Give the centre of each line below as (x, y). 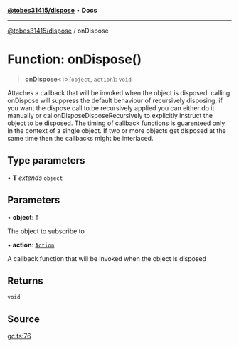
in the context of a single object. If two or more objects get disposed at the (117, 130)
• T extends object (35, 178)
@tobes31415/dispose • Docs (52, 10)
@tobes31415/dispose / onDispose (58, 31)
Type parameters (46, 160)
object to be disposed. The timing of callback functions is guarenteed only (116, 123)
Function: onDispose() (75, 59)
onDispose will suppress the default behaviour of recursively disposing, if (115, 100)
